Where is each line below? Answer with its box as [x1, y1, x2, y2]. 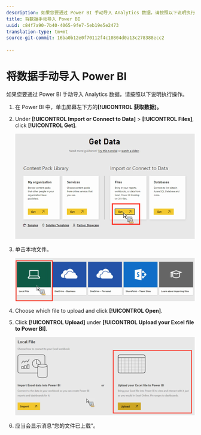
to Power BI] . [14, 325, 48, 333]
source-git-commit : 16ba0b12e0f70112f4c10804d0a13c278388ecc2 [6, 35, 165, 41]
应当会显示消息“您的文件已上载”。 [14, 422, 99, 430]
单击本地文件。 [14, 246, 52, 253]
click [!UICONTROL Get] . [14, 122, 77, 129]
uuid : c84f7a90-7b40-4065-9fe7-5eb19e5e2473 [6, 22, 119, 28]
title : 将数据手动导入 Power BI [6, 16, 81, 22]
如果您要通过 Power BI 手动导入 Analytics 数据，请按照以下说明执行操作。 [6, 90, 188, 98]
